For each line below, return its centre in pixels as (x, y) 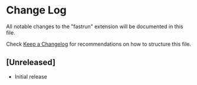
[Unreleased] (31, 62)
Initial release (31, 76)
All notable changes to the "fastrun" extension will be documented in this (95, 26)
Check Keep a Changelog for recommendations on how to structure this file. (99, 44)
